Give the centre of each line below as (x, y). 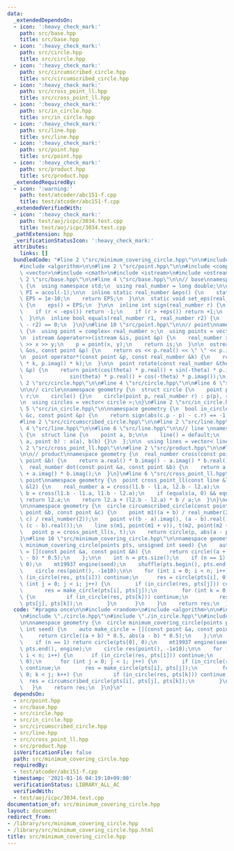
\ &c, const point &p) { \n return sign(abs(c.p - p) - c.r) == (118, 415)
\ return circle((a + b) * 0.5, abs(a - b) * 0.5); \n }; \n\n (121, 636)
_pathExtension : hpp (43, 234)
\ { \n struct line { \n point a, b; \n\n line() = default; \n (119, 435)
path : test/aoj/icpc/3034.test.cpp (71, 221)
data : (15, 14)
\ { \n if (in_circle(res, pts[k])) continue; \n (104, 597)
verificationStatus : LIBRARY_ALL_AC (67, 785)
